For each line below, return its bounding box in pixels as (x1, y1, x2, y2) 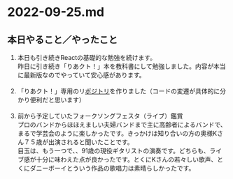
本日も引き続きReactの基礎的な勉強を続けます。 (17, 54, 156, 61)
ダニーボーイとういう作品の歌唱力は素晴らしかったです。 (29, 164, 195, 172)
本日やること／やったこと (7, 33, 118, 45)
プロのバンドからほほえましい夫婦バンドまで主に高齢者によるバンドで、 (17, 120, 227, 129)
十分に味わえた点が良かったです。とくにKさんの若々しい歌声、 (36, 155, 218, 164)
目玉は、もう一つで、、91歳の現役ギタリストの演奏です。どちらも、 (17, 147, 210, 155)
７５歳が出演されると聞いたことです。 (23, 138, 134, 146)
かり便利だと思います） (17, 95, 85, 104)
